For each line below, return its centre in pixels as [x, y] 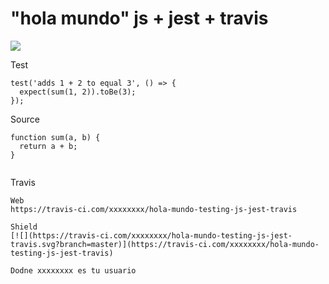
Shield [24, 227]
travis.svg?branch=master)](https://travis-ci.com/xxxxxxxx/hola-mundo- [165, 244]
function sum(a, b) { [55, 137]
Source [25, 119]
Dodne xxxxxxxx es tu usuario [73, 270]
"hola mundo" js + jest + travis [139, 18]
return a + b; [48, 146]
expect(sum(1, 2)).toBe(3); [78, 92]
